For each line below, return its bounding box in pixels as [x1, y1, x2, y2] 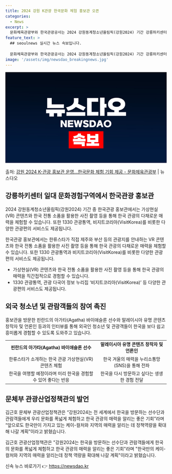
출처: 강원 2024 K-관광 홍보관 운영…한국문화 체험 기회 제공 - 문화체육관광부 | [5, 169, 160, 174]
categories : [5, 13, 31, 19]
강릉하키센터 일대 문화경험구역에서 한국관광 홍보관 [5, 191, 155, 200]
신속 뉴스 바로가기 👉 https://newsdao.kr [5, 463, 89, 469]
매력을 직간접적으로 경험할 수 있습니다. [12, 272, 90, 279]
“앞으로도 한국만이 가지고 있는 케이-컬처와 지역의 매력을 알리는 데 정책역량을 [5, 422, 157, 428]
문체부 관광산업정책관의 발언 [5, 394, 90, 403]
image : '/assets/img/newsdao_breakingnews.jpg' [5, 57, 109, 62]
